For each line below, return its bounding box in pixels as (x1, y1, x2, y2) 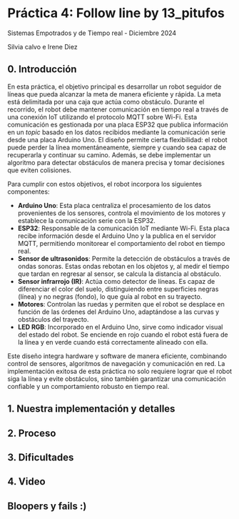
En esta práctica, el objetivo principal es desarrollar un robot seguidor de (7, 82, 222, 91)
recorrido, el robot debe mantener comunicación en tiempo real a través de (7, 105, 229, 114)
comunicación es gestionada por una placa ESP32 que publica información (7, 120, 228, 129)
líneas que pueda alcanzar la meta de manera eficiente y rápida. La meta (7, 89, 221, 98)
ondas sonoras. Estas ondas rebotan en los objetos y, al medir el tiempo (17, 262, 230, 270)
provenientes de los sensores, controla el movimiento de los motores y (17, 209, 226, 217)
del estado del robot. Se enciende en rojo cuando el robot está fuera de (17, 330, 228, 339)
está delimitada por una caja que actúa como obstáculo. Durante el (7, 97, 205, 106)
